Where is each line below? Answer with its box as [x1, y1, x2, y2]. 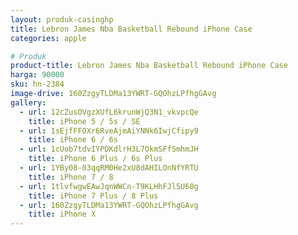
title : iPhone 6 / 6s [28, 135, 118, 145]
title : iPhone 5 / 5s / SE [28, 116, 141, 126]
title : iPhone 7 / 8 [28, 172, 114, 182]
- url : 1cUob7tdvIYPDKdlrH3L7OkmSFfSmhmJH [19, 144, 199, 155]
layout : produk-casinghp [10, 14, 114, 25]
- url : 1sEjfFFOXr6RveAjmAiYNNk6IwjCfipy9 [19, 126, 199, 136]
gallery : [10, 97, 47, 108]
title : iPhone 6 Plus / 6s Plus [28, 154, 163, 164]
